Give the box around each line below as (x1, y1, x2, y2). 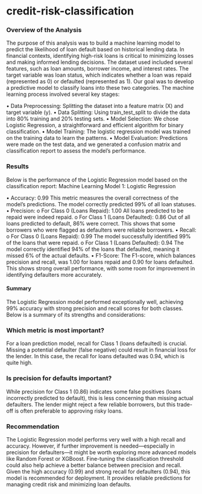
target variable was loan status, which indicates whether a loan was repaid (6, 71, 192, 79)
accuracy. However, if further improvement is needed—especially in (6, 442, 175, 449)
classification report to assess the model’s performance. (6, 147, 147, 154)
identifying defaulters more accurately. (6, 271, 103, 278)
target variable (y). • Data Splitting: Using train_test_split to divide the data (6, 109, 191, 116)
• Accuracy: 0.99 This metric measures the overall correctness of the (6, 194, 179, 201)
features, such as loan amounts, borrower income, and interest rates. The (6, 65, 189, 72)
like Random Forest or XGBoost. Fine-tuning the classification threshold (6, 455, 184, 462)
